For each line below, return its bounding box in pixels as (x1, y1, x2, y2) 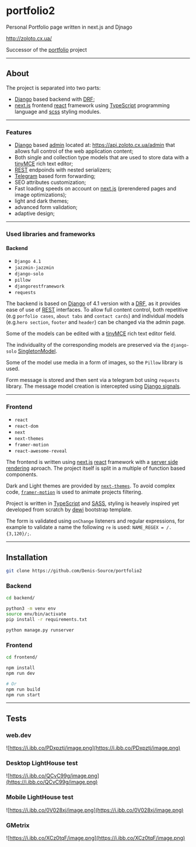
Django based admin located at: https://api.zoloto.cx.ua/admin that (14, 142, 175, 149)
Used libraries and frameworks (6, 230, 96, 238)
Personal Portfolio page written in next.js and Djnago (6, 23, 132, 30)
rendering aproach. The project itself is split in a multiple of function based (6, 465, 185, 472)
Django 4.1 (14, 259, 41, 265)
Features (6, 128, 32, 136)
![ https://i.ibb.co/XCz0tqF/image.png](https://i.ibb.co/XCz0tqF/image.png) (6, 834, 185, 841)
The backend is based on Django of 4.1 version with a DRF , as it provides (6, 300, 181, 307)
